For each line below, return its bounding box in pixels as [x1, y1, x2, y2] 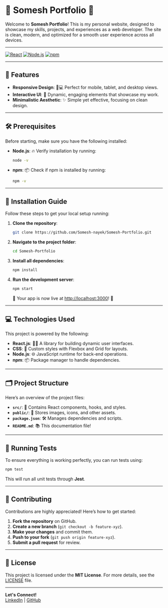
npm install [12, 267, 37, 272]
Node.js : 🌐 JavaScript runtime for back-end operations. [12, 351, 128, 357]
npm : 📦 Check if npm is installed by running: [12, 167, 106, 173]
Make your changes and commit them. [12, 528, 93, 535]
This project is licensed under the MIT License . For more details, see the [5, 572, 155, 578]
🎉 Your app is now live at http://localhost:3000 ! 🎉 [12, 295, 113, 301]
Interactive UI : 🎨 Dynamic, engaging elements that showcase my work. [12, 91, 159, 97]
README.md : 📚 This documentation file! [12, 423, 91, 429]
